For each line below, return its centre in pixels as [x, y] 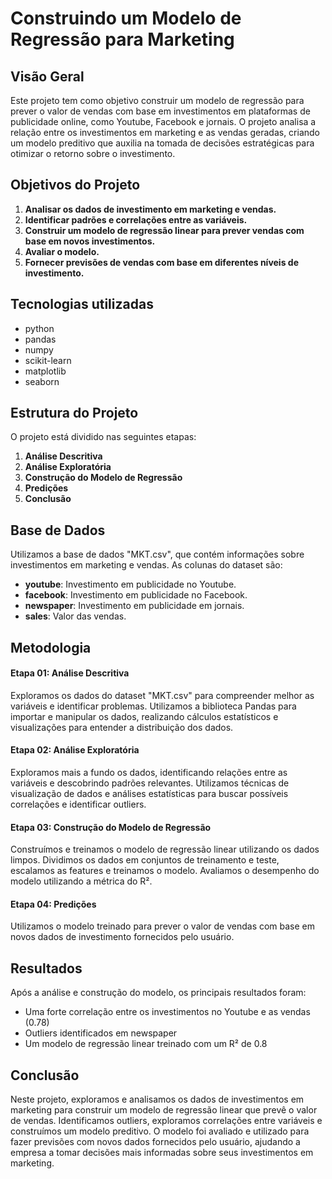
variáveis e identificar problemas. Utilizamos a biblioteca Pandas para [153, 706]
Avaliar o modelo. [62, 251]
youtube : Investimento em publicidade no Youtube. [130, 584]
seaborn [42, 381]
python [39, 328]
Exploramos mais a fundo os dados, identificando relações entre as [149, 773]
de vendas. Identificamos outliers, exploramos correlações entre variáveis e [166, 1121]
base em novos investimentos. [90, 241]
